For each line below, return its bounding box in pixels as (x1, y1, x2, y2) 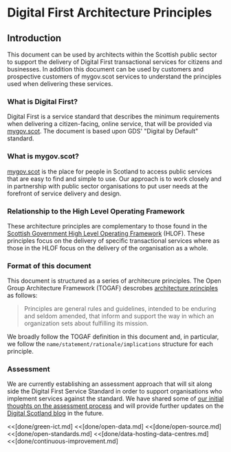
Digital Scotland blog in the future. (7, 409, 104, 418)
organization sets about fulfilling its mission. (23, 319, 149, 327)
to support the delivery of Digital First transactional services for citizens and (7, 58, 222, 66)
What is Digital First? (7, 96, 78, 106)
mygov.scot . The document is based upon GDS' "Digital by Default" (7, 127, 199, 136)
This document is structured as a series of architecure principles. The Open (7, 277, 221, 285)
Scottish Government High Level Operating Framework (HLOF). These (7, 229, 205, 237)
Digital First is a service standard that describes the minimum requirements (7, 112, 220, 121)
